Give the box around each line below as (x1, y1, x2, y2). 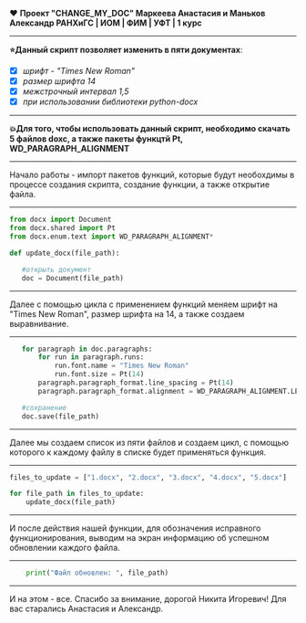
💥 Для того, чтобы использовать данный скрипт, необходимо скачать (9, 123, 291, 134)
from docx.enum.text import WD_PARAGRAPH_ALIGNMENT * (9, 232, 214, 241)
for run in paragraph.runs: (37, 353, 145, 362)
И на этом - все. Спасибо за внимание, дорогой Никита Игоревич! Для (9, 594, 287, 604)
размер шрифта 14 (22, 76, 97, 87)
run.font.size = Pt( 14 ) (54, 370, 145, 379)
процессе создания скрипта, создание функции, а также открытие (9, 179, 270, 190)
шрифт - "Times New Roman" (22, 66, 135, 76)
